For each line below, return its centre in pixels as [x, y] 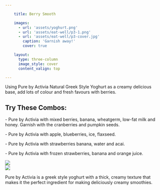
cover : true [35, 46]
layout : [22, 55]
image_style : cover [38, 64]
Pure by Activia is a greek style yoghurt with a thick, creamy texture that [78, 177]
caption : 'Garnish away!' [49, 41]
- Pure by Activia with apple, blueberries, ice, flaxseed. [61, 134]
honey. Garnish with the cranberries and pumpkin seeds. [62, 125]
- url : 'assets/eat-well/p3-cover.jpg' [59, 37]
